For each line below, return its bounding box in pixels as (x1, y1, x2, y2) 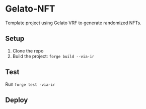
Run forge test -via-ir (5, 81, 55, 87)
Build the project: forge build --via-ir (12, 53, 95, 59)
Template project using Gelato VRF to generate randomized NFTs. (5, 20, 142, 26)
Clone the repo (12, 47, 44, 53)
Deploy (5, 95, 28, 104)
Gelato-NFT (5, 3, 55, 15)
